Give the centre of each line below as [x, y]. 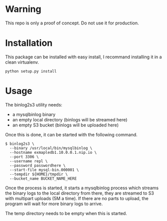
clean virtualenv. [22, 62]
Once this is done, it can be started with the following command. [72, 134]
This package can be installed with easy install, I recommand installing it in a [83, 57]
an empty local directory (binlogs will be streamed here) [70, 119]
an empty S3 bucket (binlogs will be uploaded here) [65, 125]
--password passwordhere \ [38, 165]
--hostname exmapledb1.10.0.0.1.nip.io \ [53, 152]
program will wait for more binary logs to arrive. [54, 204]
